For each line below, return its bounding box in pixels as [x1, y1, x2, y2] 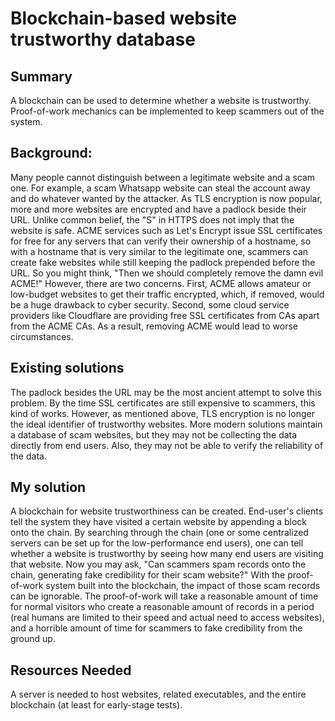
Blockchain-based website [10, 7, 238, 30]
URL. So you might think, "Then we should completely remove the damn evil [10, 267, 324, 279]
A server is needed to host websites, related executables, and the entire [10, 688, 307, 701]
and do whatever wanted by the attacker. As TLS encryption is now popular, [10, 192, 323, 204]
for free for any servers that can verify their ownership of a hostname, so [10, 235, 312, 247]
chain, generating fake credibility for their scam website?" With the [10, 569, 286, 581]
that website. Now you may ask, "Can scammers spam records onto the [10, 558, 307, 571]
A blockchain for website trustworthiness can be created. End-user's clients [10, 505, 324, 517]
